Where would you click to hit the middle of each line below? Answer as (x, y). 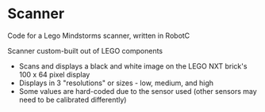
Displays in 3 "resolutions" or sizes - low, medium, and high (116, 83)
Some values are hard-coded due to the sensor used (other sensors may (138, 91)
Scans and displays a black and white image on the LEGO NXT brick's (133, 66)
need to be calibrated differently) (73, 99)
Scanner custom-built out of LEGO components (85, 50)
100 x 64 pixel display (54, 74)
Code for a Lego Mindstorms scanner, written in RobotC (99, 35)
